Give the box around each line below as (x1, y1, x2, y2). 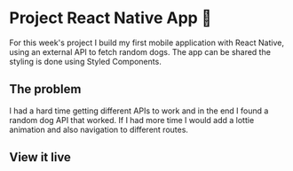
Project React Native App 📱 (9, 8, 212, 28)
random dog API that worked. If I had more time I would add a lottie (9, 114, 255, 125)
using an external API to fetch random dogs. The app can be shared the (9, 46, 271, 57)
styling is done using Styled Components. (9, 56, 162, 66)
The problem (9, 82, 82, 97)
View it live (9, 150, 71, 165)
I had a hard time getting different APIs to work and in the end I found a (9, 105, 269, 116)
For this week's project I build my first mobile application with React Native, (9, 37, 284, 48)
